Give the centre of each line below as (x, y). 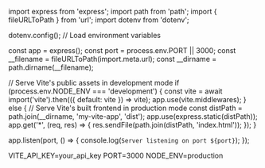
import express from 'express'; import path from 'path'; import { (113, 11)
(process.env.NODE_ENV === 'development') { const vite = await (115, 91)
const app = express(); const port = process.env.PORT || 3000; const (122, 50)
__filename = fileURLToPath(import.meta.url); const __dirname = (113, 59)
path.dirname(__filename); (51, 67)
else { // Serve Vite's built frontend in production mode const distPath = (125, 108)
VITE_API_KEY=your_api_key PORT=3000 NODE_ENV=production (116, 155)
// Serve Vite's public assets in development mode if (94, 83)
